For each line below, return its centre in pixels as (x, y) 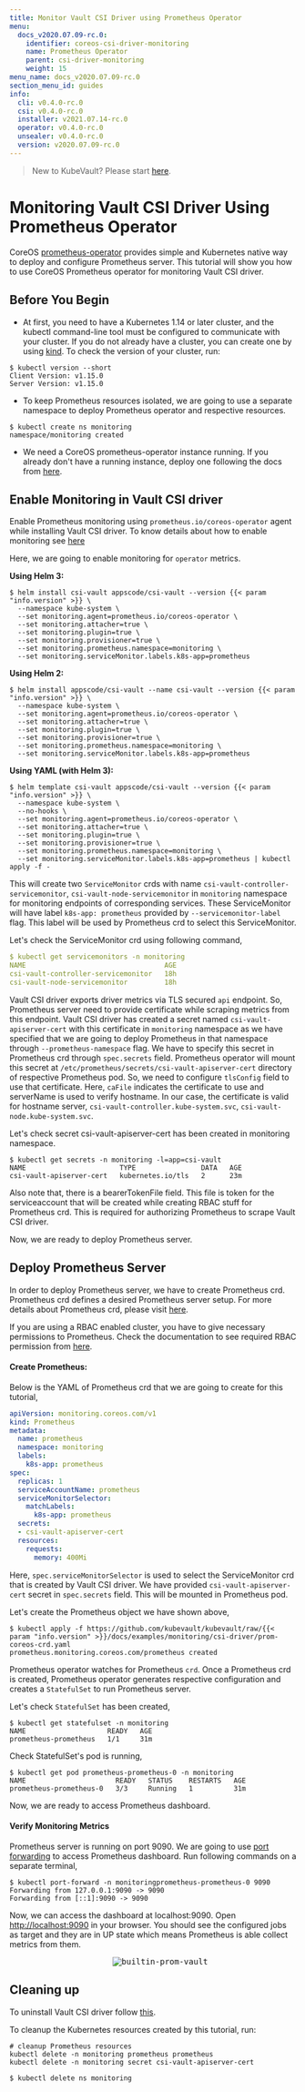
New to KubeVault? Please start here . (101, 170)
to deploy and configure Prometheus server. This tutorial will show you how (151, 261)
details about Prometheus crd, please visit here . (99, 1309)
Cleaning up (45, 1990)
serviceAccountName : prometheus (79, 1489)
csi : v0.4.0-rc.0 (51, 111)
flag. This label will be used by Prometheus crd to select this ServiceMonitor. (153, 923)
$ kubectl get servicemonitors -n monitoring (97, 957)
